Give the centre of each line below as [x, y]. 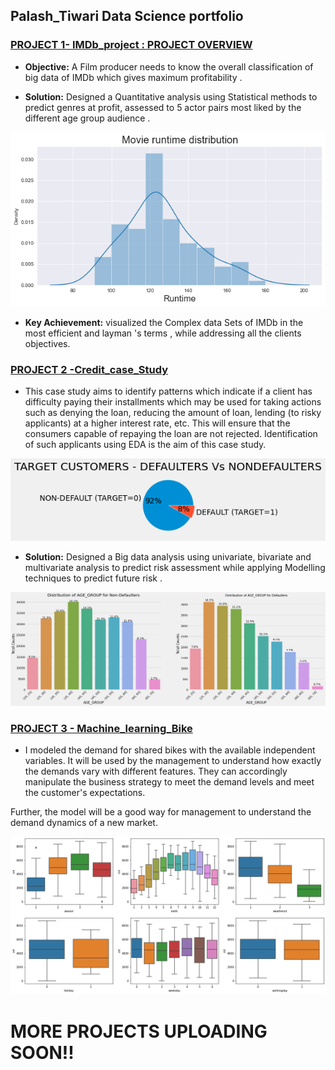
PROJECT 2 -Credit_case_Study [89, 369]
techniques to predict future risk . [93, 578]
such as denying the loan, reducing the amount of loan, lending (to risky [173, 413]
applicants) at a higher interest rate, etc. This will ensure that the [157, 423]
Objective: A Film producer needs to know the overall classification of [169, 66]
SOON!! [42, 1052]
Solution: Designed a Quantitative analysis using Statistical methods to [171, 96]
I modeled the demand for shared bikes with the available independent [170, 750]
